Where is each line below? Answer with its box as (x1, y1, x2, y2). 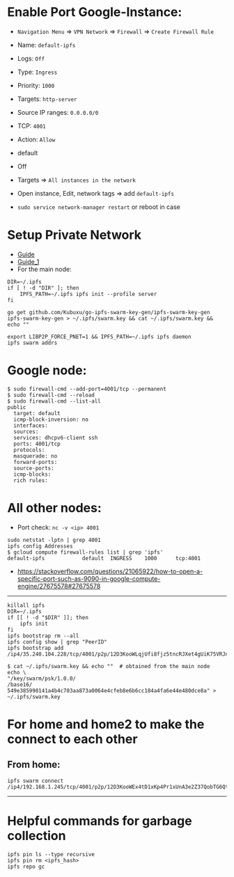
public (7, 403, 26, 411)
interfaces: (13, 422, 49, 429)
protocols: (13, 447, 45, 453)
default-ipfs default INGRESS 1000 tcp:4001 (7, 554, 201, 561)
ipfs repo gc (7, 863, 45, 870)
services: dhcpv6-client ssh (13, 434, 98, 441)
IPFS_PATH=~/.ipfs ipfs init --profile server (19, 290, 157, 297)
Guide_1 (17, 257, 40, 265)
